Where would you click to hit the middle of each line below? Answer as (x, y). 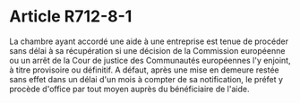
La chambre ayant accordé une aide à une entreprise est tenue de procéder (149, 41)
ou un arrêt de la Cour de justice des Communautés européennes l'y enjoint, (150, 60)
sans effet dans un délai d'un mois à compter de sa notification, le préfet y (146, 79)
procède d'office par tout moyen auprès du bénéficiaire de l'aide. (129, 89)
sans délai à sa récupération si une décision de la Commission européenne (147, 50)
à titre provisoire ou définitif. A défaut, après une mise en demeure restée (144, 70)
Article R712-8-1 (71, 17)
